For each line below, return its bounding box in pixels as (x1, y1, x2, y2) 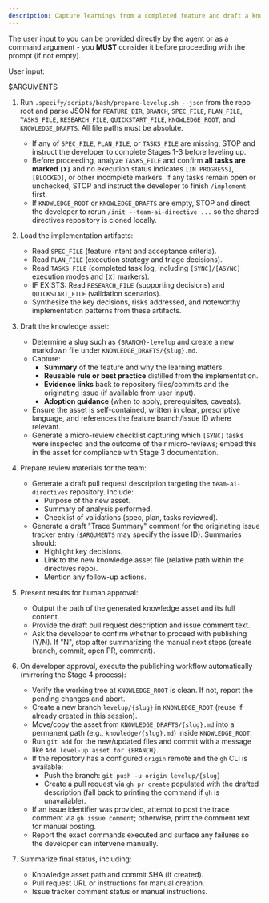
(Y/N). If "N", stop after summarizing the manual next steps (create (31, 637, 252, 647)
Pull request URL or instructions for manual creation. (31, 878, 205, 888)
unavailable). (43, 796, 86, 805)
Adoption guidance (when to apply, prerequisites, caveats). (43, 396, 242, 405)
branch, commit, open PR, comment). (31, 646, 156, 655)
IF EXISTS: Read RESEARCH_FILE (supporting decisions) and (31, 280, 225, 289)
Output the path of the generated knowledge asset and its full (31, 603, 235, 613)
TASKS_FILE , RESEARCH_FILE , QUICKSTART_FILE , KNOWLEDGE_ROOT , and (19, 114, 235, 124)
